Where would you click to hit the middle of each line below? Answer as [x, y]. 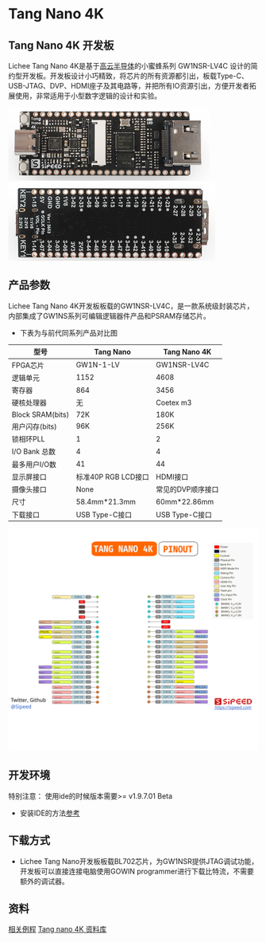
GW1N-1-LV [98, 365]
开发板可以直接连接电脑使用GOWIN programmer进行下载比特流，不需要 [137, 871]
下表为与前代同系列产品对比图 [68, 332]
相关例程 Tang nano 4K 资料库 [58, 929]
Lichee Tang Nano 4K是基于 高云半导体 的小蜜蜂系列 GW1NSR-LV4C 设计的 [130, 66]
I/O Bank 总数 [34, 452]
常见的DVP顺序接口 [187, 489]
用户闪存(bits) [34, 426]
